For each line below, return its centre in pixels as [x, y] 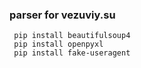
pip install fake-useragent [72, 53]
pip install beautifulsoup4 [72, 36]
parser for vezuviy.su [62, 15]
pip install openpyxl [58, 44]
